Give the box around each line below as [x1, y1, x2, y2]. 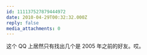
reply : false [6, 20, 39, 26]
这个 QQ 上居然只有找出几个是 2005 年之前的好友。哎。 [6, 42, 145, 50]
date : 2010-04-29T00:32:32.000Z [6, 14, 87, 20]
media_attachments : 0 [6, 25, 61, 32]
